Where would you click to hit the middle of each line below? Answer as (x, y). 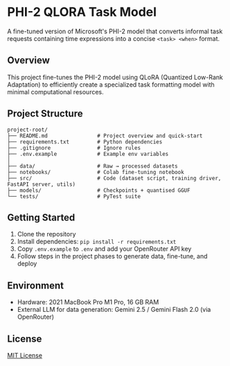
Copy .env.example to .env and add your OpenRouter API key (104, 249)
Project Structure (45, 114)
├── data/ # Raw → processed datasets (92, 166)
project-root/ (28, 130)
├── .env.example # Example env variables (88, 154)
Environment (36, 285)
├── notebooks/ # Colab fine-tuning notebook (96, 172)
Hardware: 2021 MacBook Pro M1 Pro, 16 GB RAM (88, 302)
